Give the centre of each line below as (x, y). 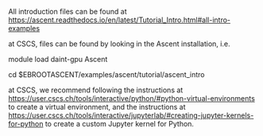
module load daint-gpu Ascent (58, 59)
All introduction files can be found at (68, 12)
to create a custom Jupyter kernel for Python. (120, 124)
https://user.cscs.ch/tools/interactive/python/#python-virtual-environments (132, 98)
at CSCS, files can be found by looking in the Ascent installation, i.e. (119, 44)
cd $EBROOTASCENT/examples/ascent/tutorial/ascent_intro (106, 74)
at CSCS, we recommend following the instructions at (96, 90)
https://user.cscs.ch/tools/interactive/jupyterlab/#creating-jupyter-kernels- (131, 115)
